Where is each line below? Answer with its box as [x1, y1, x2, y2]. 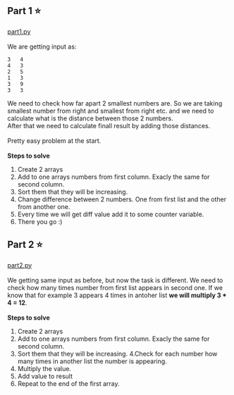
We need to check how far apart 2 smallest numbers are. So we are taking [7, 99, 223, 107]
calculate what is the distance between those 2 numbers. [7, 114, 174, 123]
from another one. [17, 202, 70, 211]
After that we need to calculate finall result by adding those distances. [7, 121, 211, 130]
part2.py [7, 261, 32, 269]
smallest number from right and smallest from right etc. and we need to [7, 106, 214, 115]
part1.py [7, 27, 31, 36]
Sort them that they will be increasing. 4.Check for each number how [17, 349, 218, 358]
